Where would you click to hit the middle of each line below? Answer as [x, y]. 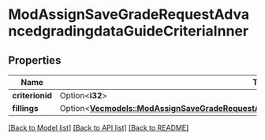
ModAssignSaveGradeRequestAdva [129, 15]
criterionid [32, 96]
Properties [35, 60]
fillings [25, 108]
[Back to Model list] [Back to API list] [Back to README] [99, 128]
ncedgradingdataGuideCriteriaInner [129, 31]
